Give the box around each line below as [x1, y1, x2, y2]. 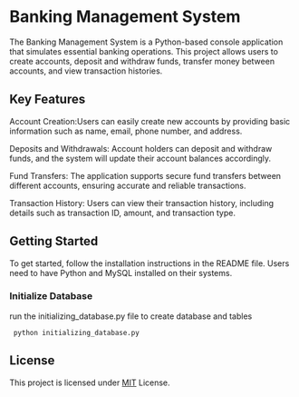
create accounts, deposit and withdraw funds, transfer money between [9, 55, 275, 66]
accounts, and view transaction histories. [9, 65, 163, 76]
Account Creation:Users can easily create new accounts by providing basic [9, 115, 291, 126]
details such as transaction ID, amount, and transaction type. [9, 207, 236, 218]
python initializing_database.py [13, 328, 140, 337]
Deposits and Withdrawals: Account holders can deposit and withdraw [9, 143, 273, 154]
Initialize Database [9, 290, 93, 303]
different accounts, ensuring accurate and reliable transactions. [9, 180, 246, 191]
